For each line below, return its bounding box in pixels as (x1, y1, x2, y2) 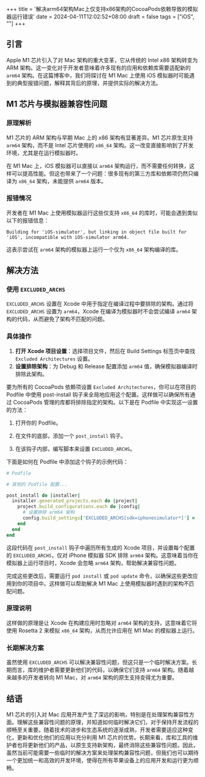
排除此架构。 (15, 370, 48, 378)
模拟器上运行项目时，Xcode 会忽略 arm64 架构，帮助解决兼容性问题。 (6, 559, 180, 566)
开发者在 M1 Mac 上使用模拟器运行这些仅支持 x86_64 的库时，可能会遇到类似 (6, 209, 198, 216)
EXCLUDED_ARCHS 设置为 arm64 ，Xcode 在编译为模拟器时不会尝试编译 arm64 (6, 308, 190, 315)
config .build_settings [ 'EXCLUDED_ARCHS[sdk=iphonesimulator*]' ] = (22, 515, 195, 521)
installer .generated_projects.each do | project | (12, 498, 138, 504)
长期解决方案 (6, 643, 45, 652)
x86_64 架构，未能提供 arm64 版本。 (18, 177, 107, 184)
